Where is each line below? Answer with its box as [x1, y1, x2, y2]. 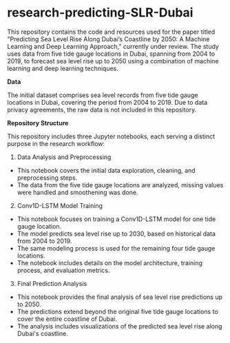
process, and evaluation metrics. [17, 266, 110, 274]
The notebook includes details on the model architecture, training [17, 258, 203, 267]
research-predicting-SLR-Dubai [7, 5, 194, 21]
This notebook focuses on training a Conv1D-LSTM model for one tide [17, 215, 216, 223]
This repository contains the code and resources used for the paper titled [7, 28, 216, 36]
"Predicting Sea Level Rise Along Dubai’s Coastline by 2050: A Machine [7, 34, 210, 43]
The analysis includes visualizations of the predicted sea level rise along [17, 322, 222, 330]
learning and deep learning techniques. [7, 64, 119, 72]
